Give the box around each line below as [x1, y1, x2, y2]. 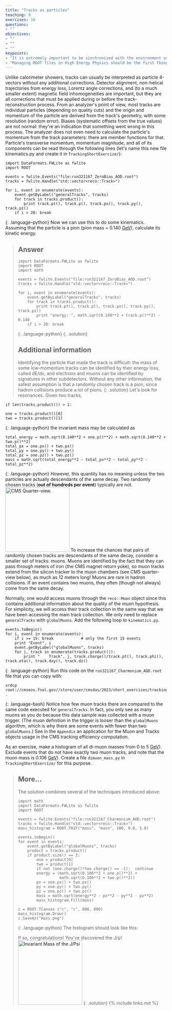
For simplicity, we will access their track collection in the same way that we [5, 606, 164, 612]
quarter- [141, 569, 160, 575]
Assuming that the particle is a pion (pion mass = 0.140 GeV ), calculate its [5, 225, 160, 231]
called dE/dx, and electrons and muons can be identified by [17, 370, 144, 376]
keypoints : [5, 50, 29, 56]
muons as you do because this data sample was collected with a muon [5, 712, 155, 718]
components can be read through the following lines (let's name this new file [5, 145, 167, 152]
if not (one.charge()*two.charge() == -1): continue [36, 866, 154, 871]
